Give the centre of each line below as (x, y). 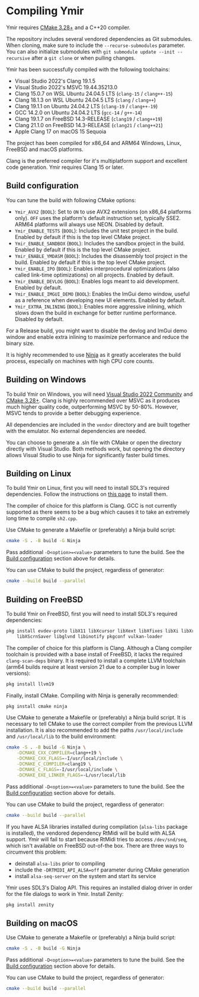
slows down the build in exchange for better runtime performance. (95, 313)
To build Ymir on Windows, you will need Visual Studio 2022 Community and (99, 394)
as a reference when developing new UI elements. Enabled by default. (100, 300)
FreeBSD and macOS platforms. (45, 149)
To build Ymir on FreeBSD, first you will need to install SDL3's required (92, 614)
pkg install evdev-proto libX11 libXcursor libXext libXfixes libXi (92, 631)
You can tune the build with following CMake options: (71, 200)
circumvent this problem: (36, 852)
